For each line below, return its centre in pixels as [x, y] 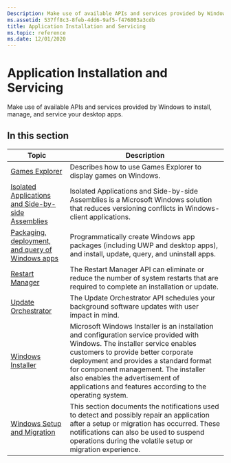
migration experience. [105, 449]
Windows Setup [36, 423]
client [79, 216]
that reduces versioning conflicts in [126, 208]
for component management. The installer [138, 369]
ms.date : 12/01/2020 [37, 39]
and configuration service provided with [134, 335]
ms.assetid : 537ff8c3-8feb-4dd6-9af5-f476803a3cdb [81, 20]
